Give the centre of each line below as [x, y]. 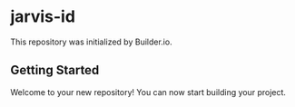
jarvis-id [43, 17]
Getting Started [55, 70]
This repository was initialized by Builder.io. [91, 42]
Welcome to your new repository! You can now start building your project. [148, 92]
